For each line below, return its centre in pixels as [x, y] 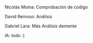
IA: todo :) [15, 35]
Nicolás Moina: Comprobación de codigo [46, 7]
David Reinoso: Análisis [28, 16]
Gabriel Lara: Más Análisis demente [41, 26]
